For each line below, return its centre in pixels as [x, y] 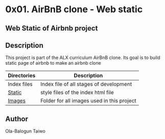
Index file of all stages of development [86, 84]
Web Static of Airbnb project [52, 28]
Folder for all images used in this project [88, 101]
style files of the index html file [77, 93]
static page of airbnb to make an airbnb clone [53, 63]
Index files [20, 84]
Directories [22, 76]
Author [17, 119]
